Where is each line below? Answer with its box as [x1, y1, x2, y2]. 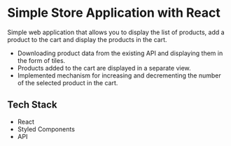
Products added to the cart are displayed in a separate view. [17, 64, 191, 72]
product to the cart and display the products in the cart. [7, 35, 167, 43]
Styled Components [17, 124, 76, 133]
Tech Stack [7, 99, 57, 111]
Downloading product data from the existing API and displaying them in [17, 49, 223, 57]
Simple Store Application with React [7, 5, 220, 21]
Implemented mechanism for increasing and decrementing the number [17, 71, 222, 80]
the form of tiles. [17, 56, 66, 64]
